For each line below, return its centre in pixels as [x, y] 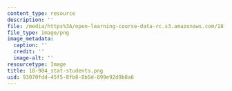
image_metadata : [30, 39]
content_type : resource [41, 13]
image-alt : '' [33, 58]
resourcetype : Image [37, 64]
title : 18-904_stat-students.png [55, 70]
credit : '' [29, 52]
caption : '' [31, 45]
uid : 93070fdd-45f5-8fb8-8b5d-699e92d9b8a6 [71, 77]
